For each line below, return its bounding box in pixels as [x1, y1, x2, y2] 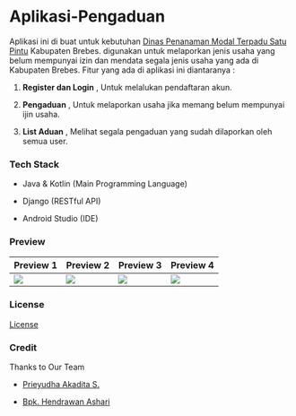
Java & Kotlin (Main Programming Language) [22, 178, 188, 189]
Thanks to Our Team [9, 361, 85, 373]
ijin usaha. [22, 108, 60, 119]
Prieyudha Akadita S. [22, 379, 100, 390]
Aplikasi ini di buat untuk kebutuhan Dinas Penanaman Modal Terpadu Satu [9, 36, 287, 47]
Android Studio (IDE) [22, 213, 99, 224]
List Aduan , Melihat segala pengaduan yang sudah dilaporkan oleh [22, 126, 273, 136]
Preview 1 [13, 258, 58, 271]
